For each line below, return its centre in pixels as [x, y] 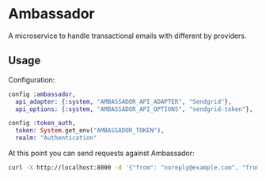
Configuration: [32, 79]
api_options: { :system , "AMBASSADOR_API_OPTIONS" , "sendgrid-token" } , [134, 109]
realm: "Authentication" [56, 138]
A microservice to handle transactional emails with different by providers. [127, 36]
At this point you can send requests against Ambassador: [102, 153]
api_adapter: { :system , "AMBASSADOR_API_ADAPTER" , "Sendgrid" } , [123, 101]
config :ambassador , [42, 94]
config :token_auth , [42, 124]
